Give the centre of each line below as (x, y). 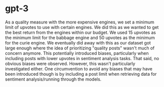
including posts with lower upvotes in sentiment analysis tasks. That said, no (82, 58)
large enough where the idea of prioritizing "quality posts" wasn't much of (80, 48)
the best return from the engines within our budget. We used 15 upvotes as (81, 32)
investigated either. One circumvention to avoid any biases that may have (79, 68)
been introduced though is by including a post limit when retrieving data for (81, 74)
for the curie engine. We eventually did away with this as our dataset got (78, 43)
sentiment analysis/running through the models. (53, 79)
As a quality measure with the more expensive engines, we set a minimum (80, 22)
